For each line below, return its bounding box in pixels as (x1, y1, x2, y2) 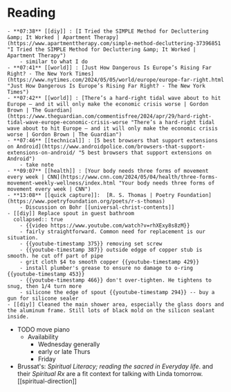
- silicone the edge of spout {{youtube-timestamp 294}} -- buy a (19, 289, 215, 296)
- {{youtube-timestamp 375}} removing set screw (19, 240, 163, 247)
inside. (7, 313, 30, 320)
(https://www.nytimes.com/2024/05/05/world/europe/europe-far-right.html (7, 76, 225, 83)
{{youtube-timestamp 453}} (7, 271, 85, 278)
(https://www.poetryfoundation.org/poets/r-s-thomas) (7, 198, 166, 205)
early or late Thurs (37, 347, 91, 355)
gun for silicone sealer (7, 295, 79, 302)
